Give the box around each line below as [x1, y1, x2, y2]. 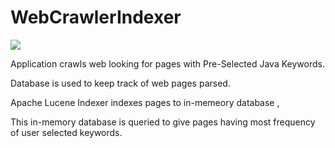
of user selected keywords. [10, 126, 123, 138]
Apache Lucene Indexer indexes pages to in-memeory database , [10, 96, 280, 108]
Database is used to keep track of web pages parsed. [10, 77, 231, 89]
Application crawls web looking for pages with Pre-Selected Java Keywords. [10, 57, 325, 70]
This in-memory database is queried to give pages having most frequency [10, 116, 316, 128]
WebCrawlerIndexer [10, 6, 182, 29]
